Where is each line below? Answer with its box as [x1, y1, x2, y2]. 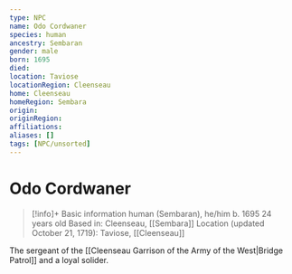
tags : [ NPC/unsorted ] [9, 139, 91, 148]
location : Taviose [9, 72, 79, 81]
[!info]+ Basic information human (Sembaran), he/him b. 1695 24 [31, 208, 272, 219]
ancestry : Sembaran [9, 38, 83, 48]
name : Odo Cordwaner [9, 22, 88, 31]
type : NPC [9, 13, 47, 23]
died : [9, 64, 30, 73]
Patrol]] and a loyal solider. [9, 254, 109, 265]
